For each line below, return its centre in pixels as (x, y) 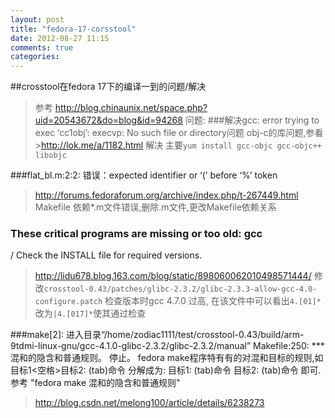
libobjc (50, 156)
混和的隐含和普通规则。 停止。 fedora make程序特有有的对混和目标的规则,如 (167, 358)
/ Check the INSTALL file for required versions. (106, 255)
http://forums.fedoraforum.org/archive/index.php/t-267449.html (166, 195)
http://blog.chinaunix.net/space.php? (131, 108)
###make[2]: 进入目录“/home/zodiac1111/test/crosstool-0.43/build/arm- (157, 335)
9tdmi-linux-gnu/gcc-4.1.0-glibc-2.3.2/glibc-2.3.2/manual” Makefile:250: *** (167, 346)
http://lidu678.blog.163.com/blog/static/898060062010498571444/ (173, 276)
